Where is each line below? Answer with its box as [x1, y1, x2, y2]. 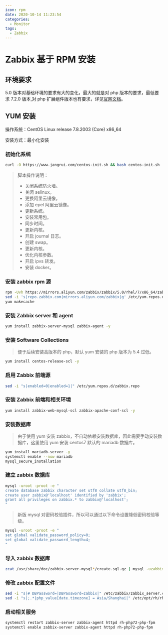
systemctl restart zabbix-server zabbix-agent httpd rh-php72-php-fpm [5, 620, 155, 625]
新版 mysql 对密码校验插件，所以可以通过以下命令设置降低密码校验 [17, 512, 155, 518]
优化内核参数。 [24, 251, 56, 258]
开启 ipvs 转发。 [24, 258, 58, 264]
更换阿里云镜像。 [24, 195, 60, 201]
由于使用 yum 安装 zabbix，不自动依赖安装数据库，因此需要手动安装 [17, 433, 158, 439]
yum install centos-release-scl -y [5, 359, 79, 364]
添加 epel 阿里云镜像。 [24, 201, 71, 207]
